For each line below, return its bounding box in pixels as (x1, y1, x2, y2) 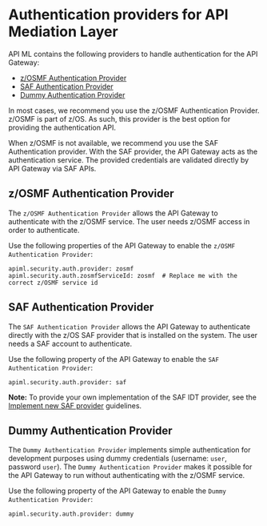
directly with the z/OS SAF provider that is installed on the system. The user (8, 330, 258, 339)
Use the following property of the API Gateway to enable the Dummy (8, 486, 226, 496)
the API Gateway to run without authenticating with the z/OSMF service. (8, 471, 245, 480)
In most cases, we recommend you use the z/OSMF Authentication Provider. (8, 106, 260, 115)
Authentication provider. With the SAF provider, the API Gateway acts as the (8, 147, 258, 156)
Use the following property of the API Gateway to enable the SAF (8, 354, 220, 363)
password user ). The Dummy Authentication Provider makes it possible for (8, 462, 253, 472)
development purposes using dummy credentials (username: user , (8, 454, 228, 464)
